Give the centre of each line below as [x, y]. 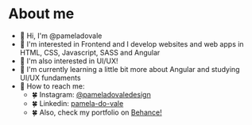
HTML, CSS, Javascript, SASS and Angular [90, 52]
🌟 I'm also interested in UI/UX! [69, 61]
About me [41, 14]
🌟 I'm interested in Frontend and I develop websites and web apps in [132, 44]
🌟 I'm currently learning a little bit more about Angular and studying [130, 69]
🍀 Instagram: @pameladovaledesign [91, 94]
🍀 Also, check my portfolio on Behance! [97, 112]
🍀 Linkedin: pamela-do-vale [78, 103]
